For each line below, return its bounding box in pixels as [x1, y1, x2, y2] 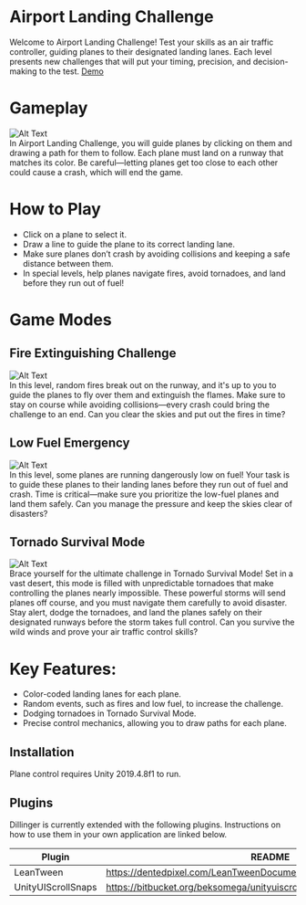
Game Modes [9, 310, 112, 330]
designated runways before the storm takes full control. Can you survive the [9, 616, 295, 627]
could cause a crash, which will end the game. [9, 166, 184, 177]
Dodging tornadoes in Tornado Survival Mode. [22, 708, 197, 719]
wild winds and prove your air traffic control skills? [9, 626, 199, 637]
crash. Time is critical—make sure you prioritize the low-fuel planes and [9, 489, 280, 500]
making [9, 66, 38, 77]
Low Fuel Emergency [9, 436, 130, 451]
